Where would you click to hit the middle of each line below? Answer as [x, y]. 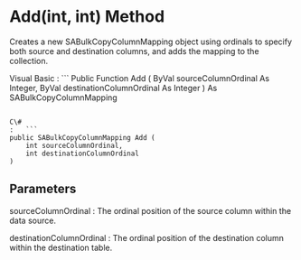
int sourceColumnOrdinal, [75, 145]
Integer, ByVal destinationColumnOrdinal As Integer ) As [113, 88]
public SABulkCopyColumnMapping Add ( [82, 137]
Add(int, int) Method [87, 17]
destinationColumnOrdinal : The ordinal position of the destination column [147, 237]
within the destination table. [61, 247]
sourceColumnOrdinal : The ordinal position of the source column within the [150, 210]
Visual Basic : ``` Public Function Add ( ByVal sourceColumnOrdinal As [139, 78]
